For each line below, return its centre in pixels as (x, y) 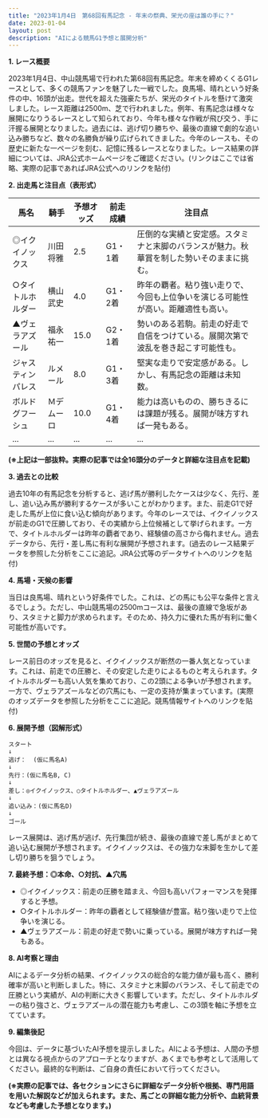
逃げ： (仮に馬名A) (38, 760)
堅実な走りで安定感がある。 (189, 363)
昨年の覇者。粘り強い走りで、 (193, 285)
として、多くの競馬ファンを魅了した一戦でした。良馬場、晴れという (134, 89)
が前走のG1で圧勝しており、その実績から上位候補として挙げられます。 (123, 524)
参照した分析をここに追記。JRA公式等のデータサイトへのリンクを (137, 553)
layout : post (30, 30)
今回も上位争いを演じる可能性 (193, 297)
